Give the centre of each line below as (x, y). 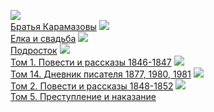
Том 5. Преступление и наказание (83, 96)
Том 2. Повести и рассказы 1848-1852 (92, 86)
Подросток (34, 50)
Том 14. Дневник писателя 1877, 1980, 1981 (101, 74)
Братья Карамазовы (53, 26)
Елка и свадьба (43, 38)
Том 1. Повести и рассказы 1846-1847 (91, 62)
